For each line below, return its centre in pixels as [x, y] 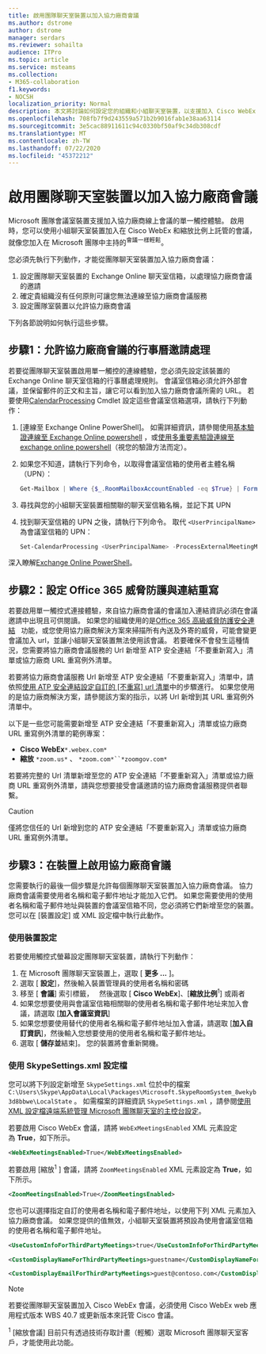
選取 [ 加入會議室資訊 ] [76, 1013]
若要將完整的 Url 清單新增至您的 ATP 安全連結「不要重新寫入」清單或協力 [127, 776]
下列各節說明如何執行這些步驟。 [60, 323]
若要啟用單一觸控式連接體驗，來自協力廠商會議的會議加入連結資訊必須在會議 [133, 610]
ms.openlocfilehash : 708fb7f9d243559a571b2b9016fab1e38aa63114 [115, 119]
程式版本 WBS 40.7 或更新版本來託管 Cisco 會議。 [96, 1315]
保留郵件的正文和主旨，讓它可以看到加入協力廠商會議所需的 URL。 [137, 390]
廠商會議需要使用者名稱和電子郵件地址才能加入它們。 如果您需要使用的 [123, 896]
